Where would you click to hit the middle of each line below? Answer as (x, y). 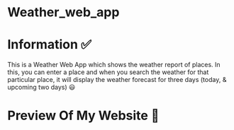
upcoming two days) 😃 (41, 87)
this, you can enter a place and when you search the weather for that (108, 72)
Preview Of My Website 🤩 (83, 116)
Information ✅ (50, 45)
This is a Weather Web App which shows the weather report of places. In (114, 65)
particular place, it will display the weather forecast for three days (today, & (117, 80)
